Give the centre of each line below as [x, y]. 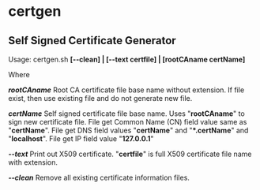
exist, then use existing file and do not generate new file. [100, 98]
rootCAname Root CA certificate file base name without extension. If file [126, 90]
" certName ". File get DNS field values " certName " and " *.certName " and [128, 130]
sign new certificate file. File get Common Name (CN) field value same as [128, 122]
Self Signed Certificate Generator [92, 41]
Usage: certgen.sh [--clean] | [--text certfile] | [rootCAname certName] [127, 59]
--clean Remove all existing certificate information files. [99, 177]
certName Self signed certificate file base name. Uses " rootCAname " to [126, 114]
